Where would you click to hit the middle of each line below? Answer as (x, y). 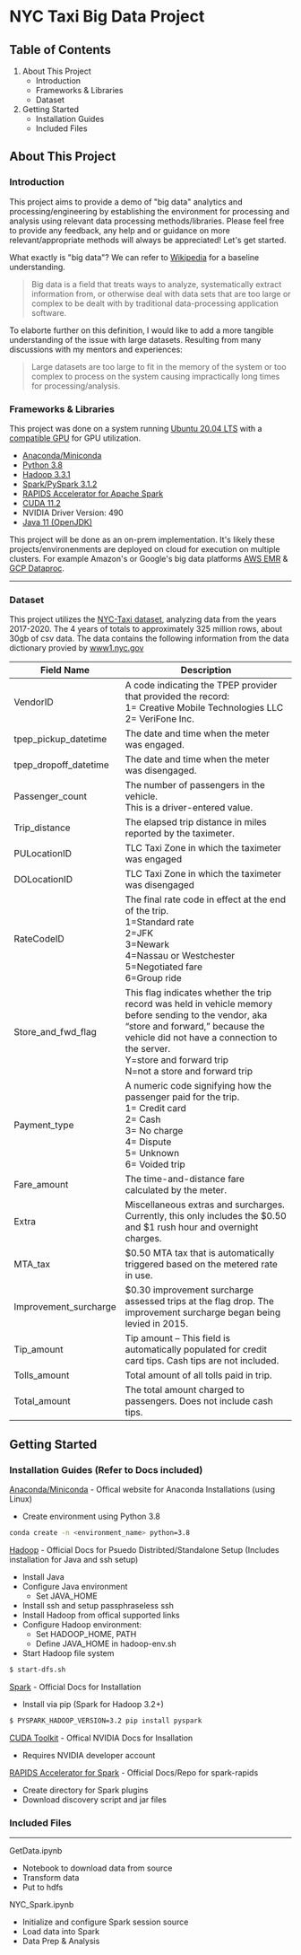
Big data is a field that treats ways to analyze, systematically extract (156, 284)
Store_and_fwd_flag (55, 1032)
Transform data (51, 1877)
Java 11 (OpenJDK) (57, 522)
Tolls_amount (42, 1375)
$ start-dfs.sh (38, 1670)
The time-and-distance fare (185, 1179)
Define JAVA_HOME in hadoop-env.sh (106, 1644)
